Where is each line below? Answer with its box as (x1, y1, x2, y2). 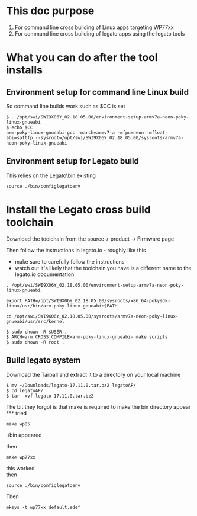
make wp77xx (6, 454, 35, 460)
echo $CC (11, 124, 33, 130)
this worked (6, 464, 35, 472)
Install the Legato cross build (6, 203, 151, 216)
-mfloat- (146, 129, 168, 136)
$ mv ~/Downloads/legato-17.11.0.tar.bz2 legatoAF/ (6, 382, 136, 389)
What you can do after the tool (6, 51, 158, 65)
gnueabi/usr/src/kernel (6, 318, 65, 324)
